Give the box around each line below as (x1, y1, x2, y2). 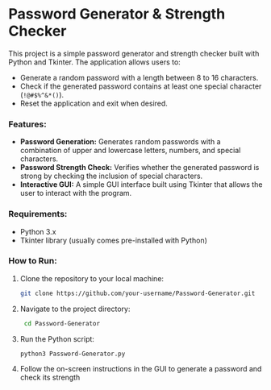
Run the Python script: (19, 334, 95, 343)
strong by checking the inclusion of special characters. (19, 171, 203, 181)
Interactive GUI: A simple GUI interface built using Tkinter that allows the (19, 180, 263, 189)
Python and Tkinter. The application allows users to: (8, 57, 181, 67)
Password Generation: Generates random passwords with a (19, 137, 221, 147)
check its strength (19, 372, 81, 383)
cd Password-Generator (23, 319, 101, 327)
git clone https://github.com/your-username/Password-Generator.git (19, 289, 256, 297)
